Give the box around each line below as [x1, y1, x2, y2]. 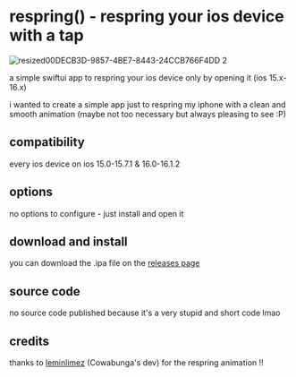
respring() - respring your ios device [9, 6, 284, 27]
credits [9, 333, 50, 348]
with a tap [9, 25, 84, 46]
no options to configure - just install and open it [9, 208, 184, 218]
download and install [9, 234, 128, 249]
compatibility [9, 134, 85, 150]
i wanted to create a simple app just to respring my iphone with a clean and [9, 99, 286, 109]
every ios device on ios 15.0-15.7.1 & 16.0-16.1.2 [9, 159, 181, 169]
